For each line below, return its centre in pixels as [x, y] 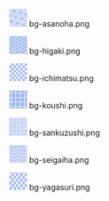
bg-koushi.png [56, 105]
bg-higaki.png [55, 51]
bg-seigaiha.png [59, 160]
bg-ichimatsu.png [62, 78]
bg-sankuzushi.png [64, 133]
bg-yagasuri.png [59, 187]
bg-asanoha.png [59, 24]
